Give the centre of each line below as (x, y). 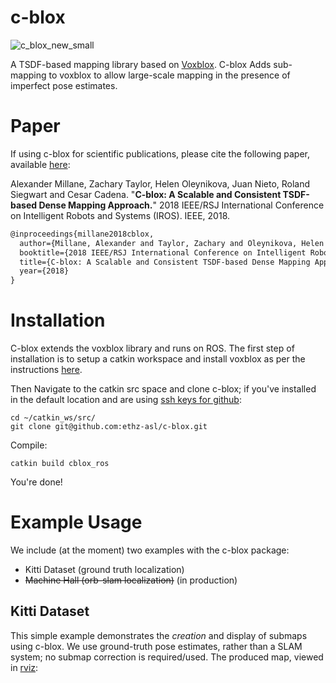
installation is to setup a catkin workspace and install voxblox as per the (158, 359)
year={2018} (44, 271)
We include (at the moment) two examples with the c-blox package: (150, 550)
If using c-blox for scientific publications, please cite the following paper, (160, 153)
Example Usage (76, 522)
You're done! (36, 482)
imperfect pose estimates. (64, 85)
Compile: (29, 445)
